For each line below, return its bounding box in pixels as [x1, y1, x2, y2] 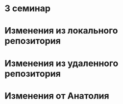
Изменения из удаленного [4, 58, 119, 69]
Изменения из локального [4, 25, 118, 36]
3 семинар [4, 3, 51, 14]
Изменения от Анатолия [4, 90, 109, 101]
